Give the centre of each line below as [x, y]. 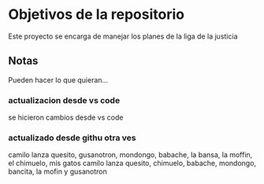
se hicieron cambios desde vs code [66, 118]
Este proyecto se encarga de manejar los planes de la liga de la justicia [123, 36]
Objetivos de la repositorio [97, 15]
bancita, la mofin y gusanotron [58, 171]
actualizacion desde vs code [64, 100]
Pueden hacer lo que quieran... [58, 79]
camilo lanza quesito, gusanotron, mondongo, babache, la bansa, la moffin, [130, 155]
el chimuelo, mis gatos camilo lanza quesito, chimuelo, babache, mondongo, [132, 164]
